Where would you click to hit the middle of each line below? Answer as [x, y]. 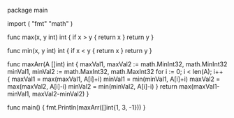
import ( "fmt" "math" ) [40, 23]
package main [28, 10]
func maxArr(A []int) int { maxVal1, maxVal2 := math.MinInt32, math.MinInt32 [117, 64]
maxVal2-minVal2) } [61, 94]
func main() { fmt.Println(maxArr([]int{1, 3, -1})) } [76, 107]
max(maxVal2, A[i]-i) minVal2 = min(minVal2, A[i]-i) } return [93, 86]
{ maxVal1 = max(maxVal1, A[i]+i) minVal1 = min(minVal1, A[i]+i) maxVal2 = [114, 79]
